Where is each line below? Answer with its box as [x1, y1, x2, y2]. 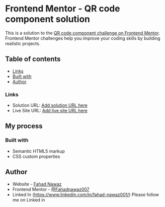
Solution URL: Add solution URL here [12, 102, 88, 108]
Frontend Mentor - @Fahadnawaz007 [12, 186, 89, 192]
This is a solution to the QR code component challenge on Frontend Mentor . [5, 30, 160, 36]
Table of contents [5, 55, 61, 64]
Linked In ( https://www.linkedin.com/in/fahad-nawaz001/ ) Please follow [12, 192, 159, 198]
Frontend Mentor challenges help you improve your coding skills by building [5, 35, 161, 41]
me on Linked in [12, 197, 46, 203]
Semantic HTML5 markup [12, 148, 65, 154]
